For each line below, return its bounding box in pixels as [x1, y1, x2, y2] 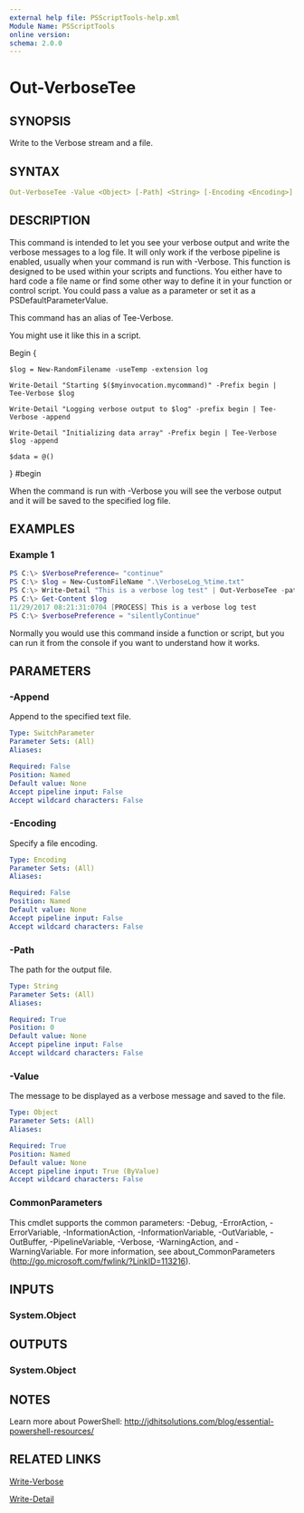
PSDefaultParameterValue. [9, 294, 109, 305]
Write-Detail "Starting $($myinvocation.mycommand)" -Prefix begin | [9, 381, 278, 390]
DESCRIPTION [9, 213, 90, 228]
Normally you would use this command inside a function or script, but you [9, 627, 285, 639]
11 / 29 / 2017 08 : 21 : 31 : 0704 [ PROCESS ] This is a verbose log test [9, 602, 257, 612]
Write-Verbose [9, 1476, 64, 1487]
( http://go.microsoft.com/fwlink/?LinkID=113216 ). [9, 1256, 192, 1267]
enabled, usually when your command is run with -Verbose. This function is [9, 255, 291, 267]
